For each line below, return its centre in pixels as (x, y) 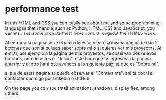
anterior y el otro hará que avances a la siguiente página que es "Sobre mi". (82, 64)
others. (12, 93)
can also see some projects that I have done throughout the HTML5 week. (81, 33)
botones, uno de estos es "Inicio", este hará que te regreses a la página (78, 58)
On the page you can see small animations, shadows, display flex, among (80, 88)
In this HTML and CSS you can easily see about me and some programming (82, 23)
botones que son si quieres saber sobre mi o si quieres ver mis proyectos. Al (83, 48)
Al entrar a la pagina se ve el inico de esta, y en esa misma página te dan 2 (81, 42)
